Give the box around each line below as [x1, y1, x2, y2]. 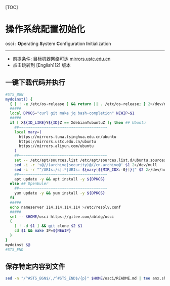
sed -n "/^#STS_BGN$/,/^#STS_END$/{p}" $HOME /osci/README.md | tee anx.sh [5, 276, 166, 281]
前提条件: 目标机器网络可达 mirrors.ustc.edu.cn [12, 56, 111, 62]
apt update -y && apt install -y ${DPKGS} [14, 176, 105, 181]
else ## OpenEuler [10, 181, 49, 186]
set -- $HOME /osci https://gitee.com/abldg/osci [10, 214, 114, 219]
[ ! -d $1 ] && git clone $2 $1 [14, 223, 82, 229]
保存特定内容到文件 [5, 262, 65, 271]
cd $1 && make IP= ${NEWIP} [14, 228, 71, 233]
